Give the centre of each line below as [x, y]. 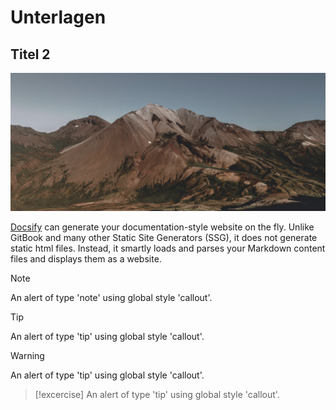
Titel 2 [30, 54]
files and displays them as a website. [86, 259]
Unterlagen [58, 17]
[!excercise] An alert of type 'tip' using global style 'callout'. [157, 395]
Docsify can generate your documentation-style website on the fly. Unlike [162, 227]
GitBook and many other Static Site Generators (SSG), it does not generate [164, 238]
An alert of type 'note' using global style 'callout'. [111, 298]
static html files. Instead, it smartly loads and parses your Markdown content [168, 248]
